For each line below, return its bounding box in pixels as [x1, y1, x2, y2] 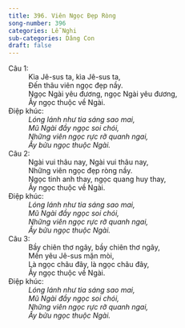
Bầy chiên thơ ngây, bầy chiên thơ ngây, [28, 242, 160, 253]
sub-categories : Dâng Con [8, 34, 95, 43]
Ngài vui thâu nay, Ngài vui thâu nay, [28, 157, 149, 167]
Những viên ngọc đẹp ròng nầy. [28, 166, 133, 176]
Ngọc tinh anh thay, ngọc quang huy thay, [28, 174, 167, 184]
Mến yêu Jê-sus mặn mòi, [28, 251, 115, 261]
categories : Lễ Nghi [8, 26, 78, 34]
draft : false [8, 42, 52, 50]
